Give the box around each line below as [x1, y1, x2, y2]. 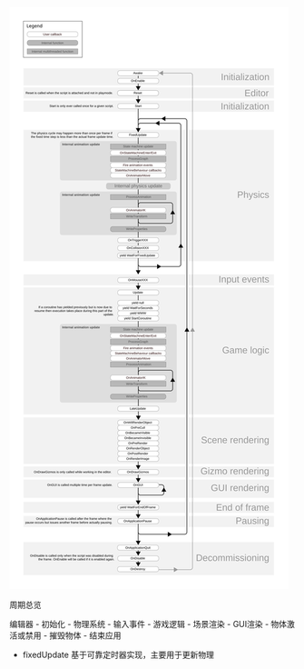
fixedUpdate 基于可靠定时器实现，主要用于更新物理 [22, 649, 215, 660]
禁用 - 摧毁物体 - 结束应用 [25, 630, 122, 641]
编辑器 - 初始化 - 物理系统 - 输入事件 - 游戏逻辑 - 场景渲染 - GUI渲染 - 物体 [9, 619, 288, 629]
